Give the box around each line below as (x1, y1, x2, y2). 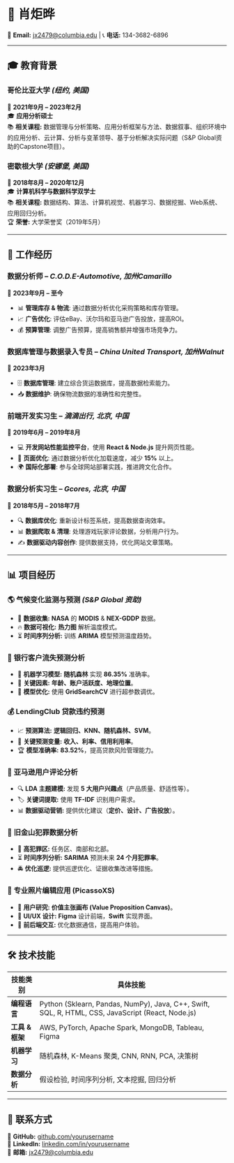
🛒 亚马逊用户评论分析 (7, 767, 78, 777)
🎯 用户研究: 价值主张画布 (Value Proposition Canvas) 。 (17, 902, 177, 912)
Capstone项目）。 (19, 142, 69, 150)
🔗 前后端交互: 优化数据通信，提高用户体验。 (17, 920, 143, 929)
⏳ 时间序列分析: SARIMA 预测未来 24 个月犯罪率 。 (17, 854, 162, 862)
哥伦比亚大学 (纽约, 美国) (7, 85, 90, 95)
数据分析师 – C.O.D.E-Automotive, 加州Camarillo (7, 272, 172, 281)
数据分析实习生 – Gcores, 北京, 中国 (7, 484, 125, 494)
